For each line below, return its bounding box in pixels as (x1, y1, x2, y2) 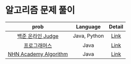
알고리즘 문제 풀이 (5, 5, 75, 16)
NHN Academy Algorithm (8, 50, 68, 57)
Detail (109, 23, 123, 30)
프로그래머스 (23, 42, 52, 49)
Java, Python (73, 32, 104, 39)
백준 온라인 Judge (17, 32, 59, 39)
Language (76, 23, 101, 30)
